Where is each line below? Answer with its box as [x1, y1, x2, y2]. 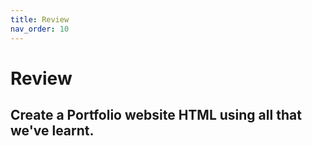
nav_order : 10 [10, 24, 70, 34]
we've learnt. [10, 122, 95, 140]
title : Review [10, 14, 70, 25]
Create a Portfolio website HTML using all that [10, 107, 302, 124]
